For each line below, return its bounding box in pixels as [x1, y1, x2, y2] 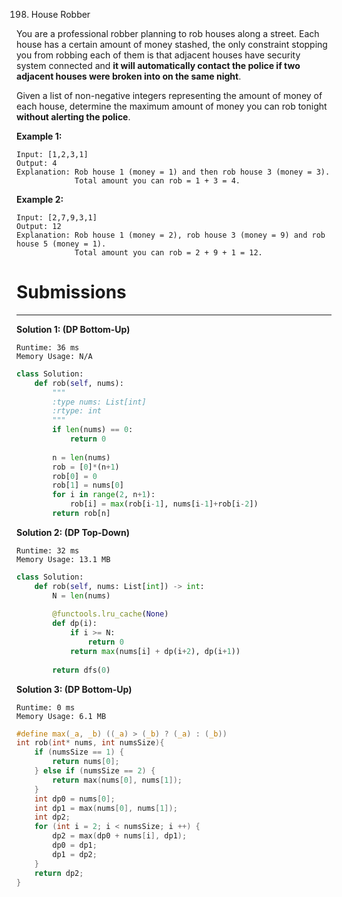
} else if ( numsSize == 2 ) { [34, 766, 156, 776]
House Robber [30, 9, 91, 20]
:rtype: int [52, 406, 103, 416]
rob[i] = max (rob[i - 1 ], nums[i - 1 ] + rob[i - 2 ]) [69, 499, 259, 509]
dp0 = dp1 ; [52, 840, 98, 851]
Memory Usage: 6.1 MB [16, 711, 107, 721]
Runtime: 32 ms [16, 545, 80, 556]
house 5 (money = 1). [16, 239, 107, 249]
